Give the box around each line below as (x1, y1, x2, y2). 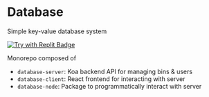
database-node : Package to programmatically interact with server (17, 82, 202, 90)
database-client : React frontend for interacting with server (17, 74, 185, 83)
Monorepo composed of (7, 53, 77, 62)
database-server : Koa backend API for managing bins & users (17, 67, 192, 76)
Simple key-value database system (7, 27, 107, 35)
